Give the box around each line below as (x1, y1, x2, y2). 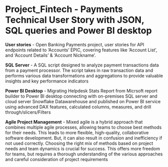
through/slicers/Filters (5, 109, 51, 115)
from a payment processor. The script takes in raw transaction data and (5, 67, 153, 73)
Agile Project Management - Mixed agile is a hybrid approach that (5, 119, 143, 125)
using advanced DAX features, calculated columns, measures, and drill (5, 104, 151, 110)
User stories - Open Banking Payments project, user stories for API (5, 41, 144, 47)
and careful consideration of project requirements (5, 156, 108, 162)
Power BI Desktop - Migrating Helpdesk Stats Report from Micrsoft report (5, 88, 158, 94)
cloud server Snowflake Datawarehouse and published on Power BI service (5, 98, 161, 104)
